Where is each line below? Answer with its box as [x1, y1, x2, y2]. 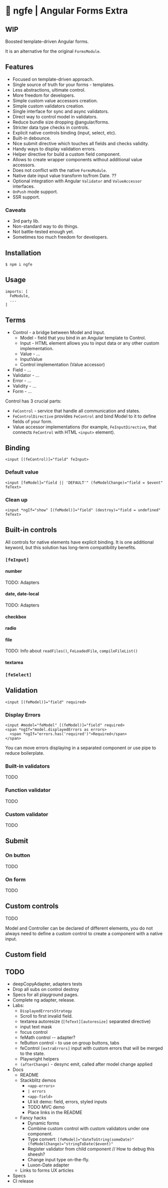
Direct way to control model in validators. [12, 113, 98, 119]
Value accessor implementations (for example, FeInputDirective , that [12, 424, 157, 430]
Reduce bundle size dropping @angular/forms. [12, 119, 110, 125]
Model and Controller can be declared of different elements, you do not [5, 925, 153, 931]
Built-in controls [5, 525, 57, 534]
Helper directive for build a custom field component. [12, 151, 121, 157]
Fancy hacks [20, 1115, 47, 1120]
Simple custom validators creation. [12, 103, 85, 109]
